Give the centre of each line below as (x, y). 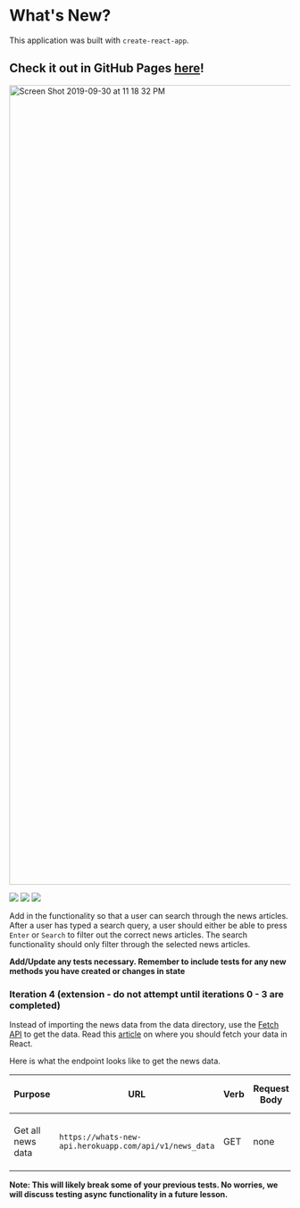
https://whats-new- (100, 1137)
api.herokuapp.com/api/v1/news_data (137, 1146)
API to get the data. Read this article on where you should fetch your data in (148, 1034)
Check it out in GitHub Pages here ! (107, 68)
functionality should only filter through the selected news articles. (130, 944)
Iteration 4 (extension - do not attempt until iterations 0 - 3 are (146, 994)
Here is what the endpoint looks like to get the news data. (115, 1061)
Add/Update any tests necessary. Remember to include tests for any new (148, 962)
